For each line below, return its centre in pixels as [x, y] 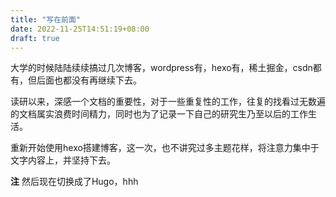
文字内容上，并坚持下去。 [63, 160]
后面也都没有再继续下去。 [89, 80]
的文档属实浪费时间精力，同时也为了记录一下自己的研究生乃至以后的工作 [159, 114]
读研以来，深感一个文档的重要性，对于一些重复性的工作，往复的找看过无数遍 [168, 102]
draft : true [35, 38]
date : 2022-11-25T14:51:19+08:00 [80, 29]
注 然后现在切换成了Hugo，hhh [74, 182]
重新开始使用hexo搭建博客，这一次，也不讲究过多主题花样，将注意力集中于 [165, 148]
